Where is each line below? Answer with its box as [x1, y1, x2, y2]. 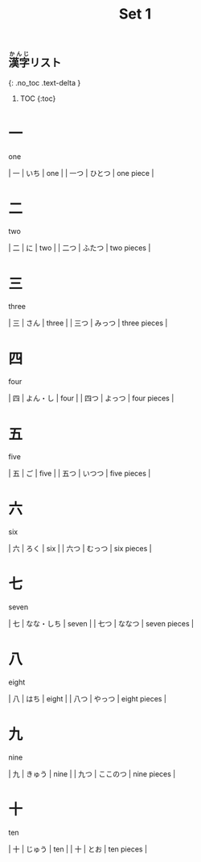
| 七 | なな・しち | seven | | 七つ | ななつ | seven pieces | [8, 619, 195, 629]
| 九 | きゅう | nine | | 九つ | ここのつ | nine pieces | [8, 769, 176, 779]
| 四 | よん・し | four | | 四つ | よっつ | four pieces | [8, 393, 174, 404]
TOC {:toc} [19, 94, 56, 103]
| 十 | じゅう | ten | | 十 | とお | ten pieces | [8, 844, 147, 854]
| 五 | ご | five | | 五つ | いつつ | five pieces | [8, 469, 151, 479]
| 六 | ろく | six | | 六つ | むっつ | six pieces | [8, 544, 152, 554]
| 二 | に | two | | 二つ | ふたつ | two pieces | [8, 243, 151, 253]
